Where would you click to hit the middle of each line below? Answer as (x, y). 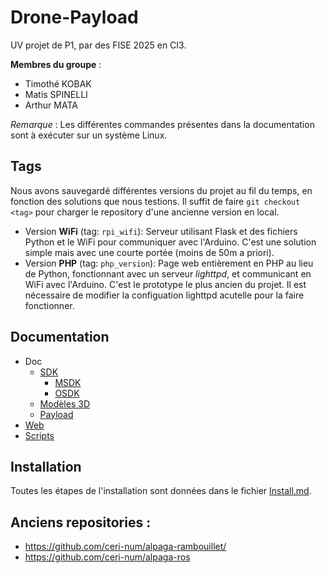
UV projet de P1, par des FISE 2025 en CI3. (98, 45)
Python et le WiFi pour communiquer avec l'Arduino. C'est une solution (170, 242)
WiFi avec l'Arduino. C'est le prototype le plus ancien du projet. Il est (165, 284)
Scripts (39, 435)
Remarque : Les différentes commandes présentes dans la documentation (162, 124)
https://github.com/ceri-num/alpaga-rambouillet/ (125, 547)
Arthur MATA (51, 105)
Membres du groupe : (56, 64)
